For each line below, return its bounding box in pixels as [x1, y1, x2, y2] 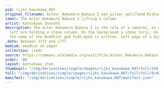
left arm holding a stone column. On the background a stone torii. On [9, 30, 159, 35]
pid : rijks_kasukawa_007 [5, 7, 56, 12]
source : [5, 52, 21, 58]
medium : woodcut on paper [5, 44, 58, 48]
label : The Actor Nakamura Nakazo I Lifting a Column [5, 16, 117, 21]
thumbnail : [5, 66, 27, 71]
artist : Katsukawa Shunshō [5, 21, 60, 26]
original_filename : [5, 12, 45, 17]
